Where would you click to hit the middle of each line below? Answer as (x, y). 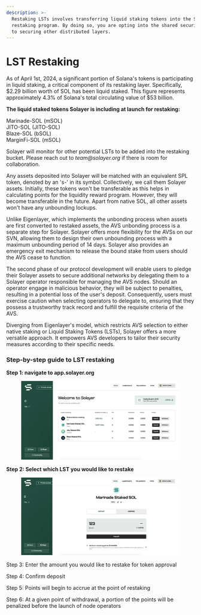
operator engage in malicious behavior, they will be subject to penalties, (95, 288)
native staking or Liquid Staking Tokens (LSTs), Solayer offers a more (91, 332)
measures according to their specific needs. (60, 344)
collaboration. (23, 164)
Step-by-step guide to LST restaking (60, 360)
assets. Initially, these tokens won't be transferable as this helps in (88, 189)
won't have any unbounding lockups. (52, 208)
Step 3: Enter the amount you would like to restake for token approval (92, 565)
